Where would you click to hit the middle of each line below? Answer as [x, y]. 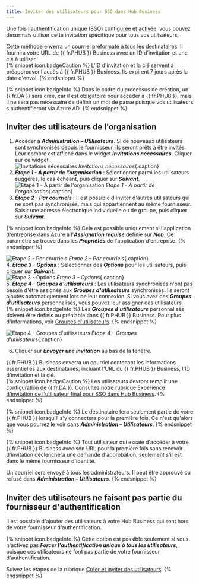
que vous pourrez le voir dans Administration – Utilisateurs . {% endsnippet [99, 424]
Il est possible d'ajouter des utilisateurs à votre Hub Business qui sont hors [97, 521]
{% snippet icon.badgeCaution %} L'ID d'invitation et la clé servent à [90, 65]
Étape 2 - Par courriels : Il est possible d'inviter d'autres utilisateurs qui [102, 198]
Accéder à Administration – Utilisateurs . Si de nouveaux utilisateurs [99, 141]
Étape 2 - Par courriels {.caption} [108, 259]
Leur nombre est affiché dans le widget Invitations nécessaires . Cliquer [103, 154]
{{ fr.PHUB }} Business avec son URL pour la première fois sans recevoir [94, 449]
